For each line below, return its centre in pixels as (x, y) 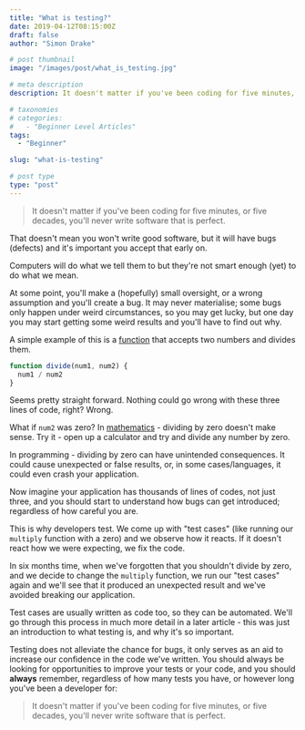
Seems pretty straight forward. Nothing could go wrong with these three (145, 400)
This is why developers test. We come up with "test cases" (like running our (152, 529)
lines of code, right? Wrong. (61, 410)
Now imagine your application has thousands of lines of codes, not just (142, 492)
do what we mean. (44, 275)
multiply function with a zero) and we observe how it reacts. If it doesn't (146, 539)
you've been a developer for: (64, 688)
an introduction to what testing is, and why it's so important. (122, 632)
